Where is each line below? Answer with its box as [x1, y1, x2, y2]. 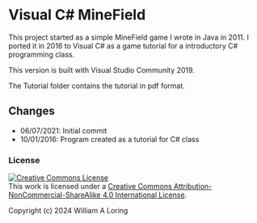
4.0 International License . [102, 190, 187, 200]
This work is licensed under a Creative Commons [8, 182, 172, 191]
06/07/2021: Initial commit [19, 125, 107, 135]
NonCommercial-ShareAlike [8, 190, 101, 200]
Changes [8, 104, 55, 118]
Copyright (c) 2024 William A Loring [8, 206, 128, 216]
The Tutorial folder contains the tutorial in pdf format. [8, 81, 186, 90]
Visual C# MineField [8, 6, 146, 24]
